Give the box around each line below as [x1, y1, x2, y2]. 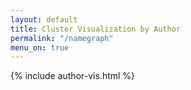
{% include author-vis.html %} [10, 70, 136, 82]
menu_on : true [10, 42, 70, 53]
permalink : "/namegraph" [10, 33, 114, 43]
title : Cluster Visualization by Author [10, 24, 182, 34]
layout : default [10, 14, 78, 25]
